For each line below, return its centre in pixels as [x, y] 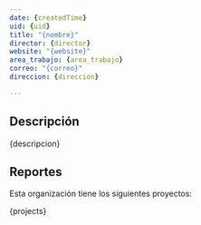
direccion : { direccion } [54, 77]
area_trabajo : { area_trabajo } [67, 60]
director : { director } [50, 43]
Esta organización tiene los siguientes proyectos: [101, 194]
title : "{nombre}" [44, 34]
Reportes [36, 172]
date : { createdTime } [48, 18]
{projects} [28, 211]
